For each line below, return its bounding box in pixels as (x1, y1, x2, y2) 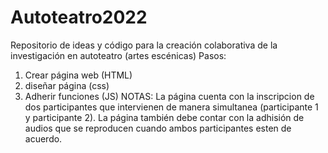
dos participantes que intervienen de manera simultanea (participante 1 (24, 101, 319, 113)
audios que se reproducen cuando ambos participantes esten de (24, 122, 292, 134)
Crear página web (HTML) (24, 69, 133, 81)
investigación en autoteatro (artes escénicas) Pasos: (10, 49, 227, 61)
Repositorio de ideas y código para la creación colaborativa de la (10, 39, 278, 51)
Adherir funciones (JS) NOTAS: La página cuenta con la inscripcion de (24, 90, 315, 102)
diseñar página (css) (24, 79, 110, 91)
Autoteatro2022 (10, 6, 148, 29)
